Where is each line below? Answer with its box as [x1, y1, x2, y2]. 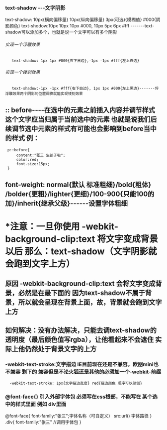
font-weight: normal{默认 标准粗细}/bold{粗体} [5, 180, 152, 189]
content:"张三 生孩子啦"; [16, 153, 66, 158]
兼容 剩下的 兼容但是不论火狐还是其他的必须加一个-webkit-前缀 [10, 368, 162, 375]
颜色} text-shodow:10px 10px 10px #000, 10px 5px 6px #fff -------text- [9, 23, 155, 29]
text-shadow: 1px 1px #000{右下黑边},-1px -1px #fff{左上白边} [11, 58, 140, 63]
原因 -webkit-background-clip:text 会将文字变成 [5, 280, 156, 288]
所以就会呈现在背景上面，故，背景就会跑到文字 [18, 298, 162, 307]
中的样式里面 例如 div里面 [5, 401, 66, 408]
